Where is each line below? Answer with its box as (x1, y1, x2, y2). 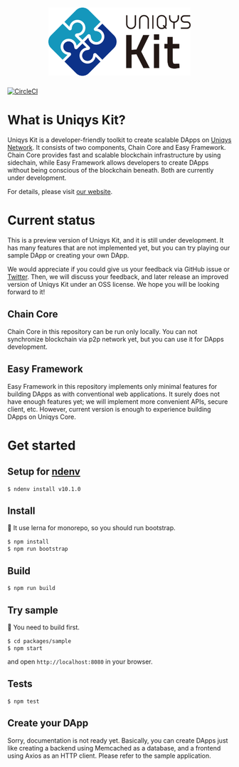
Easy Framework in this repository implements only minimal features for (7, 382, 218, 390)
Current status (7, 213, 96, 228)
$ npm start (7, 645, 43, 652)
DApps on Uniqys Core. (7, 412, 77, 421)
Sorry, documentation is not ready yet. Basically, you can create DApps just (7, 736, 228, 745)
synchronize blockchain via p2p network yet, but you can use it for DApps (7, 335, 224, 343)
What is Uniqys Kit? (7, 112, 126, 128)
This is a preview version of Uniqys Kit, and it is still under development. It (7, 235, 224, 244)
